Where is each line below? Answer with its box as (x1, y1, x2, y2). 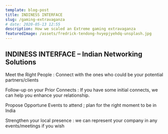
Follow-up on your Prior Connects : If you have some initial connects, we (5, 87, 158, 93)
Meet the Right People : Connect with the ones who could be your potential (5, 71, 163, 77)
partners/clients (5, 77, 39, 83)
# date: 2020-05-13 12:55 (5, 21, 60, 27)
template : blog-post (5, 7, 50, 13)
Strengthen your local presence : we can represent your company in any (5, 117, 157, 123)
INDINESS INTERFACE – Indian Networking (5, 50, 142, 59)
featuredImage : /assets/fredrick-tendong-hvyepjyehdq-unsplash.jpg (5, 31, 152, 36)
